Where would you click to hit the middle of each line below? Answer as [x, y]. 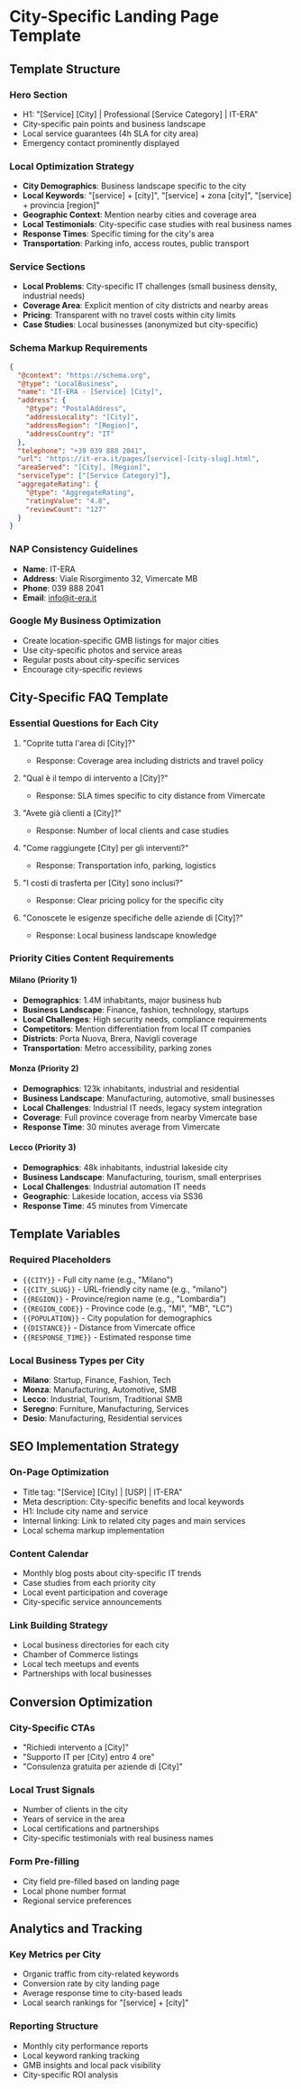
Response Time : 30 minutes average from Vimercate [121, 1127]
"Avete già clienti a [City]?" [72, 812]
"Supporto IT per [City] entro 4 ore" [88, 1757]
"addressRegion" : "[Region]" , [82, 426]
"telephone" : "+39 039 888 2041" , [82, 451]
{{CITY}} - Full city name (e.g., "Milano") [98, 1279]
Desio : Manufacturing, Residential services [102, 1418]
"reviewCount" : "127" [66, 509]
